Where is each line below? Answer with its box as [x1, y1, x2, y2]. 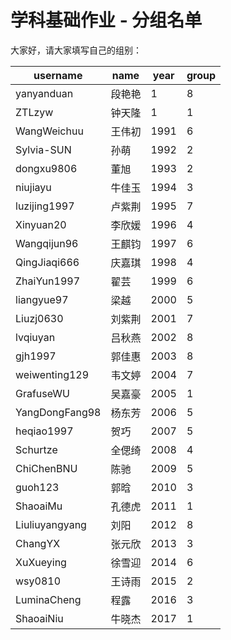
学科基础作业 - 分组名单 [10, 9, 203, 32]
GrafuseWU [15, 386, 70, 400]
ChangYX [15, 536, 61, 550]
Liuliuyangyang [15, 517, 87, 531]
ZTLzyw [15, 105, 54, 119]
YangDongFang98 [15, 405, 102, 419]
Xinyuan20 [15, 217, 67, 231]
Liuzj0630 [15, 311, 64, 325]
